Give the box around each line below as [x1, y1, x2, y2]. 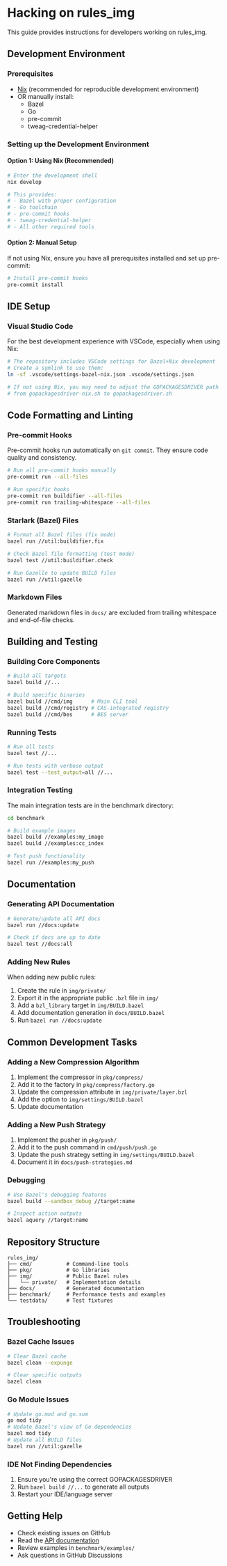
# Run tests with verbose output [7, 762, 104, 769]
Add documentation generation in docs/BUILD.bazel [17, 1009, 165, 1017]
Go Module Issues [7, 1395, 69, 1404]
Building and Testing [7, 636, 99, 648]
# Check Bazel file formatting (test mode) [7, 550, 135, 557]
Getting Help [7, 1510, 63, 1522]
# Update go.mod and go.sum [7, 1411, 89, 1418]
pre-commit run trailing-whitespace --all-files [7, 499, 151, 506]
